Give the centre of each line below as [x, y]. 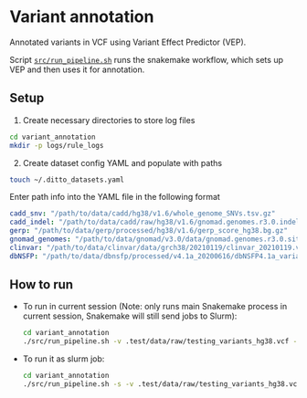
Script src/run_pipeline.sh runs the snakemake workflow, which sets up [146, 59]
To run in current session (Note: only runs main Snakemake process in [155, 307]
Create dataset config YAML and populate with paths [122, 162]
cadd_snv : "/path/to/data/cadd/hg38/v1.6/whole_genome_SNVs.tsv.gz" [143, 214]
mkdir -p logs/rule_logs [57, 145]
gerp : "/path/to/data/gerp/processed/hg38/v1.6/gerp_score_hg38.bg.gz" [148, 231]
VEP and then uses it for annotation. [77, 69]
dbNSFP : [24, 256]
